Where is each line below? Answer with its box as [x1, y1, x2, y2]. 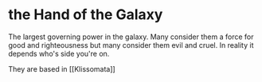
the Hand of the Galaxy [8, 6, 163, 24]
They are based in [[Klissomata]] [8, 64, 115, 73]
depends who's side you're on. [8, 49, 110, 58]
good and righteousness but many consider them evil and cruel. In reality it [8, 40, 254, 49]
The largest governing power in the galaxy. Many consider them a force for [8, 32, 254, 41]
